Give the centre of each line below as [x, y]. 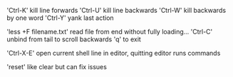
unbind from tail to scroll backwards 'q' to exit [74, 39]
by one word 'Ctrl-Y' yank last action [61, 18]
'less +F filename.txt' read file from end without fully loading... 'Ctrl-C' [110, 32]
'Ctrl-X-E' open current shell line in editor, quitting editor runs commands [114, 53]
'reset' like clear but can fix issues [57, 67]
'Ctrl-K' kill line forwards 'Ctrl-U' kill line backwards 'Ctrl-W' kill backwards [116, 10]
